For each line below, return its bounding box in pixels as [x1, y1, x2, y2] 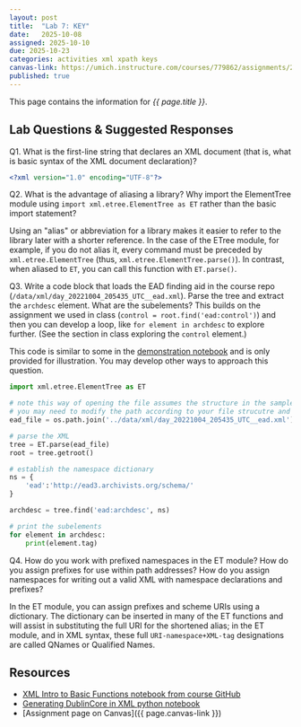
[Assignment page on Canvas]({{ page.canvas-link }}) [21, 708, 222, 719]
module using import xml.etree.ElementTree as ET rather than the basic [9, 198, 277, 209]
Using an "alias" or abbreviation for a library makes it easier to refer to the [9, 225, 282, 236]
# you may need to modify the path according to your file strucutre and [9, 407, 291, 416]
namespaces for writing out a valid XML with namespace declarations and [9, 574, 283, 584]
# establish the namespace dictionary [9, 464, 154, 474]
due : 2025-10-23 [9, 47, 70, 56]
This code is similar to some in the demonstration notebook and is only [9, 346, 271, 357]
